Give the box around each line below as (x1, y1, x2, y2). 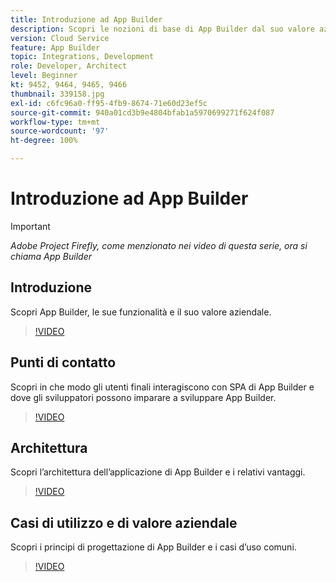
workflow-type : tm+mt (10, 117, 101, 127)
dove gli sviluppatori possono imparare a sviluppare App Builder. (10, 391, 277, 403)
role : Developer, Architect (10, 61, 128, 71)
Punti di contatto (10, 354, 117, 371)
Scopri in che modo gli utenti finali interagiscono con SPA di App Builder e (10, 381, 315, 393)
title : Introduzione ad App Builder (10, 14, 163, 25)
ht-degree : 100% (10, 136, 78, 146)
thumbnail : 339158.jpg (10, 89, 105, 99)
